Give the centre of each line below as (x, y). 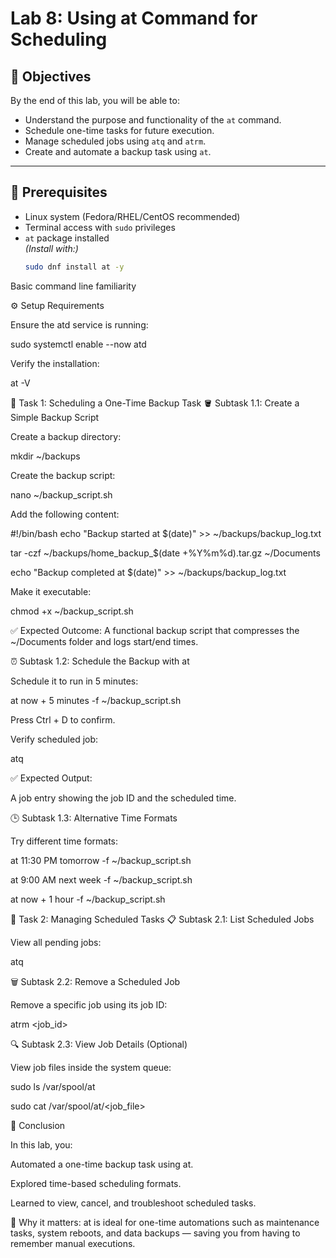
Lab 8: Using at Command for (134, 18)
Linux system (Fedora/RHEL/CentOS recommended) (132, 216)
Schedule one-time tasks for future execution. (119, 130)
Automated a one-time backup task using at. (102, 1164)
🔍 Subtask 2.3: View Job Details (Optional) (99, 1044)
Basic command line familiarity (73, 286)
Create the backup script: (63, 475)
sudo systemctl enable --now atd (78, 344)
